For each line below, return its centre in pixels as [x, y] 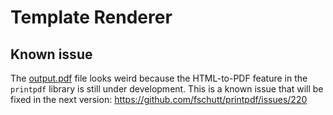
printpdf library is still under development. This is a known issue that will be [167, 89]
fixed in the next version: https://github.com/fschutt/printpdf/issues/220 [159, 99]
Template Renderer [91, 17]
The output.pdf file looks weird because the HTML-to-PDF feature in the [159, 78]
